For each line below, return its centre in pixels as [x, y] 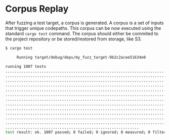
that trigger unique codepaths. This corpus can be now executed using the [83, 28]
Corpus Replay [37, 9]
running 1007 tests [26, 66]
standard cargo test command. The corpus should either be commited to [82, 33]
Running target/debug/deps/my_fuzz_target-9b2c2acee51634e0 [81, 57]
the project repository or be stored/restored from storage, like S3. [74, 39]
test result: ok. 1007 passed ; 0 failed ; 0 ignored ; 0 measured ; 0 [78, 132]
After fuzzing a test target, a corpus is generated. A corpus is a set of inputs [84, 23]
